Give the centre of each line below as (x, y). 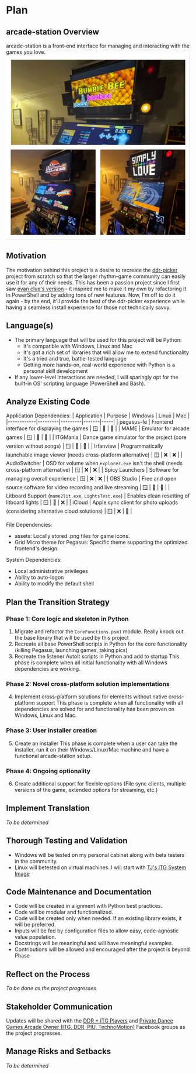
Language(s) (30, 326)
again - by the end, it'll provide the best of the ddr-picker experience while (96, 301)
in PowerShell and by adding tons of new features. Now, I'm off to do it (91, 295)
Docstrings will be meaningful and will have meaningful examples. (94, 943)
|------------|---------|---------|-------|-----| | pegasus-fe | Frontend (90, 422)
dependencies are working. (47, 669)
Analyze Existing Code (48, 402)
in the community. (36, 861)
